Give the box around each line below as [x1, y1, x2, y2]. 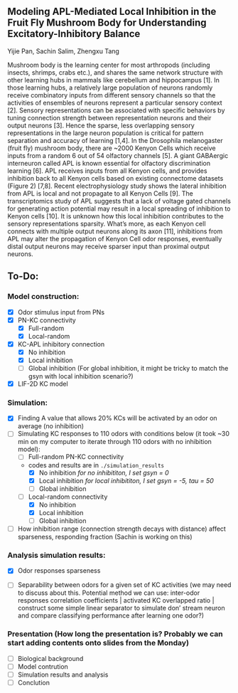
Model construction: [7, 292, 80, 302]
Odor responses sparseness [17, 566, 101, 575]
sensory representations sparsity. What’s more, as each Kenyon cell [7, 219, 206, 228]
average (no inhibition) [17, 422, 84, 430]
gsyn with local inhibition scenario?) [28, 372, 134, 380]
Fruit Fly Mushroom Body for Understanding [7, 17, 207, 29]
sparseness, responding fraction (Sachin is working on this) [17, 533, 193, 541]
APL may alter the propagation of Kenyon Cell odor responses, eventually [7, 234, 222, 243]
